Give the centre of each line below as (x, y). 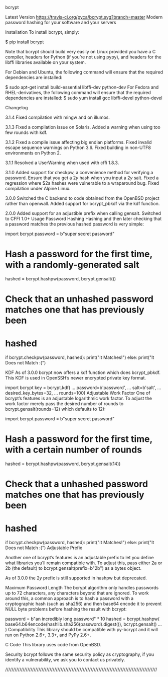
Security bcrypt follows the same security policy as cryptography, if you (80, 654)
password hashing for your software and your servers (61, 22)
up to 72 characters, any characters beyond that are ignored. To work (77, 593)
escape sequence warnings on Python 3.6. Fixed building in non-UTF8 (78, 147)
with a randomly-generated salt (72, 265)
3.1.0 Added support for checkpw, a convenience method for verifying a (79, 172)
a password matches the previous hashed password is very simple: (75, 224)
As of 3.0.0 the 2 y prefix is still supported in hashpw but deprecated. (76, 578)
